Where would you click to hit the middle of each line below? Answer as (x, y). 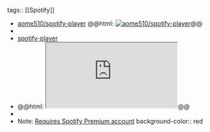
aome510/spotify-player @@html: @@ (110, 23)
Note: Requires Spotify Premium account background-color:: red (110, 121)
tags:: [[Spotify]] (31, 10)
